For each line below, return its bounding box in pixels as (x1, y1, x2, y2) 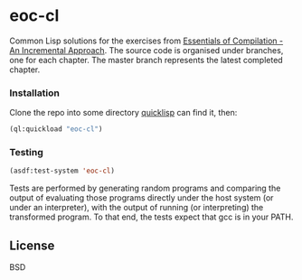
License (9, 238, 55, 253)
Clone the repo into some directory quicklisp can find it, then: (9, 107, 238, 118)
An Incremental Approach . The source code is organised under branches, (9, 44, 284, 55)
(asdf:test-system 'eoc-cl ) (9, 166, 116, 176)
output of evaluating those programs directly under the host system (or (9, 192, 274, 203)
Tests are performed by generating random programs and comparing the (9, 182, 281, 194)
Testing (9, 146, 43, 159)
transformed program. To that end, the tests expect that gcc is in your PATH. (9, 211, 294, 222)
